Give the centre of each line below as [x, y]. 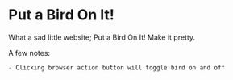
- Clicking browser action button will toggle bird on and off [117, 67]
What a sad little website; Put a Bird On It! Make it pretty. [102, 37]
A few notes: [29, 53]
